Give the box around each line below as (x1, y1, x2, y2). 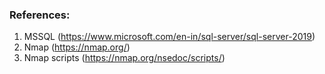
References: (9, 8, 71, 22)
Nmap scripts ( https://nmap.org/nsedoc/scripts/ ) (23, 52, 226, 64)
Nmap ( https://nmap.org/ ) (23, 41, 131, 53)
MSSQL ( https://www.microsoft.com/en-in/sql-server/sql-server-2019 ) (23, 31, 316, 43)
